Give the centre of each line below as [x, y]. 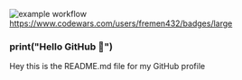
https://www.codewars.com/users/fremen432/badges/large [121, 23]
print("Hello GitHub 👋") [61, 47]
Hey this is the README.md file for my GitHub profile [107, 67]
